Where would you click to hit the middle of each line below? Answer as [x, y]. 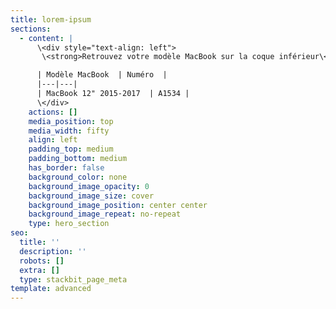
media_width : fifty [69, 131]
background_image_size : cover [91, 196]
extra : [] [39, 270]
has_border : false [66, 168]
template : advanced [51, 289]
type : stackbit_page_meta [73, 279]
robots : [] [42, 261]
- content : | [46, 38]
